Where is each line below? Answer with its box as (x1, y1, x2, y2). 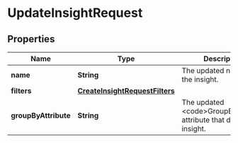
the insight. (181, 75, 219, 84)
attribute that (181, 115, 225, 125)
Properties (7, 33, 55, 45)
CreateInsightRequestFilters (77, 86, 175, 96)
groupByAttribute (11, 111, 71, 120)
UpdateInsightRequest (7, 5, 143, 21)
